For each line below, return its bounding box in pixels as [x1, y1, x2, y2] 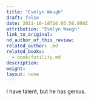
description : [6, 60, 39, 66]
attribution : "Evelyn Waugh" [6, 26, 80, 32]
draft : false [6, 15, 39, 21]
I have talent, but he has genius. [6, 88, 86, 95]
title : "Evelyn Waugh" [6, 9, 64, 15]
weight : [6, 65, 26, 72]
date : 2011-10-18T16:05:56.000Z [6, 20, 88, 26]
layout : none [6, 71, 39, 77]
